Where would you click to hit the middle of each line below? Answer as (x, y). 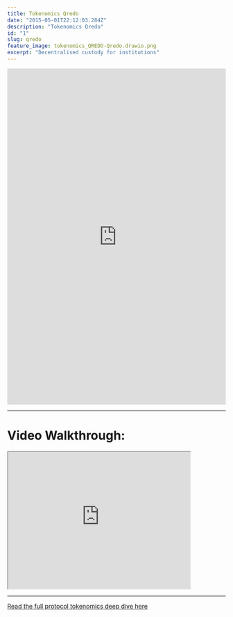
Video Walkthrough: (66, 436)
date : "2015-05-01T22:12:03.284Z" (57, 20)
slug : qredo (24, 40)
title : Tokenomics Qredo (43, 14)
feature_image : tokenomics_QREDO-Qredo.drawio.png (82, 46)
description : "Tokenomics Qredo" (55, 26)
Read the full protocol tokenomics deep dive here (77, 606)
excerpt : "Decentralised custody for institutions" (83, 53)
